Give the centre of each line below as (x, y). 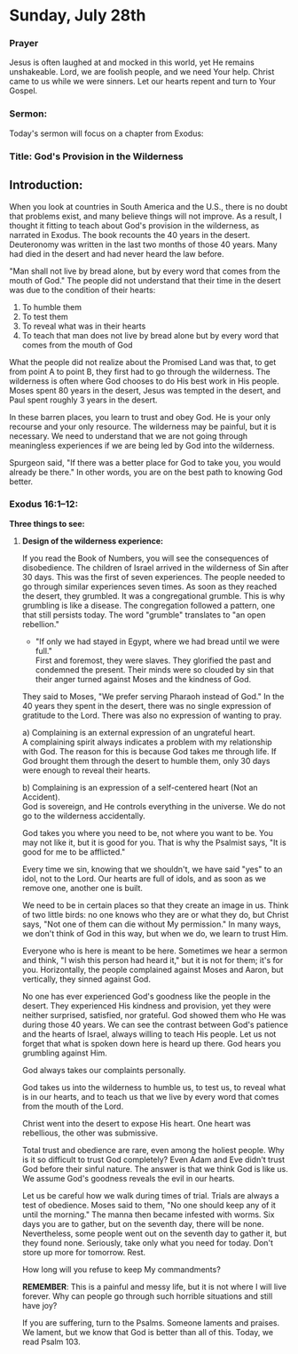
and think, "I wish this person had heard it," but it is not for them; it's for (153, 960)
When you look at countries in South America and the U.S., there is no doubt (149, 206)
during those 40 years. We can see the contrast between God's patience (155, 1024)
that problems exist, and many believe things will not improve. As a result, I (145, 216)
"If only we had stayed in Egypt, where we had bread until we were (157, 641)
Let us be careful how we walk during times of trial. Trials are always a (150, 1195)
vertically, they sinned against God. (86, 979)
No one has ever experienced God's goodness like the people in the (146, 996)
